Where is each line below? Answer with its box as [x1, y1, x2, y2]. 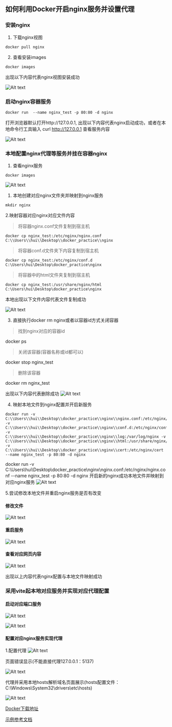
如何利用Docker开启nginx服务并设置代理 [5, 5, 135, 14]
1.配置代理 [5, 647, 27, 654]
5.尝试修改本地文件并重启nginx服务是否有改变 [5, 490, 102, 496]
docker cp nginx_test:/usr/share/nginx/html [5, 282, 102, 287]
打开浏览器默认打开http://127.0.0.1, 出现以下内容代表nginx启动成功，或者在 [5, 120, 162, 126]
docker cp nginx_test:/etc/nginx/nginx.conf [5, 233, 102, 239]
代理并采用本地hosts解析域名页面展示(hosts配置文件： [5, 679, 120, 685]
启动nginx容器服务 [5, 98, 51, 105]
